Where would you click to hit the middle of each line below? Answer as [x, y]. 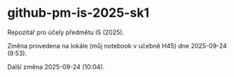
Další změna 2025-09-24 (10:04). [56, 66]
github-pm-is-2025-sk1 [78, 13]
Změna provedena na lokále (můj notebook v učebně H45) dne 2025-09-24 [117, 45]
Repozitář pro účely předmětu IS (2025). [66, 32]
